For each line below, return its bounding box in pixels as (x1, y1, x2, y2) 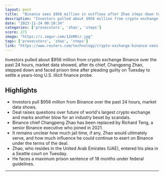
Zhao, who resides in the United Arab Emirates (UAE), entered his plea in (12, 145, 159, 151)
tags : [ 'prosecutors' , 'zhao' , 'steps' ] (5, 39, 89, 44)
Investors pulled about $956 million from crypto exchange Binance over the (5, 56, 157, 62)
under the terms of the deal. (12, 141, 69, 146)
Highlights (5, 86, 38, 95)
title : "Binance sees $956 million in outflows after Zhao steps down (5, 12, 154, 17)
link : (5, 43, 16, 48)
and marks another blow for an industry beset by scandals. (12, 115, 131, 121)
